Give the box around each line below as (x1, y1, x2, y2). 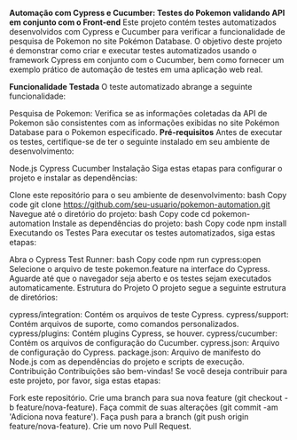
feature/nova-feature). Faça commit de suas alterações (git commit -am (16, 402, 278, 412)
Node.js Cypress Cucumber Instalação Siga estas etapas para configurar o (9, 164, 283, 173)
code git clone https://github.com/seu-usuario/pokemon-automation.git (9, 199, 270, 210)
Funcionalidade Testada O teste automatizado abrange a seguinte (9, 82, 253, 92)
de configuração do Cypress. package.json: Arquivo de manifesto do (9, 347, 262, 357)
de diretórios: (9, 292, 59, 302)
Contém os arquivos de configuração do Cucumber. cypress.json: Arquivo (9, 338, 280, 348)
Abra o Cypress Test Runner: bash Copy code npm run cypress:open (9, 254, 262, 265)
